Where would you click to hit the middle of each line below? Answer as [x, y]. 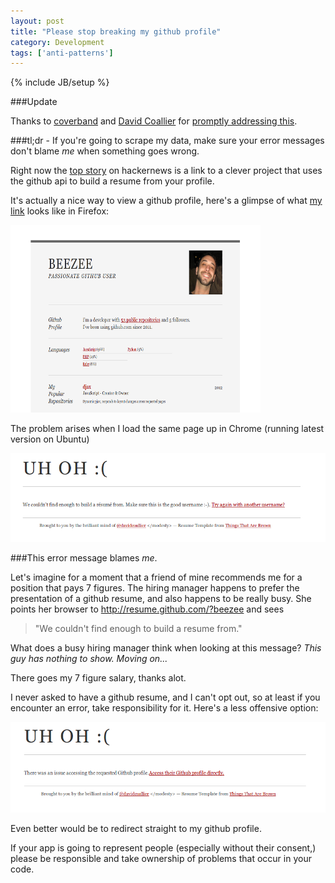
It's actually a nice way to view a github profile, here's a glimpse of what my [166, 201]
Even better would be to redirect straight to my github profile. [136, 829]
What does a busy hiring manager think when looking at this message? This [166, 647]
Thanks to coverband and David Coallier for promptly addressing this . [154, 121]
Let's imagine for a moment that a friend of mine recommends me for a [156, 577]
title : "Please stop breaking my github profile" [116, 31]
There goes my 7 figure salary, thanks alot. [98, 677]
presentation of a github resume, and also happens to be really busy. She [161, 598]
